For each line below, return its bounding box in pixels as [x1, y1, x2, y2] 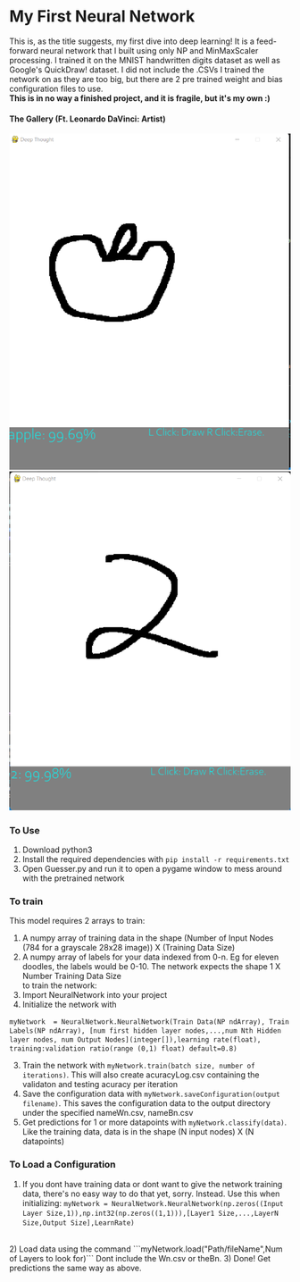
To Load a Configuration [9, 1159, 116, 1171]
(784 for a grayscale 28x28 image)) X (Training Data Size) [21, 943, 236, 953]
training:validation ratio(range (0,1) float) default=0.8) [9, 1044, 238, 1053]
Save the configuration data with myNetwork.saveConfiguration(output [21, 1088, 280, 1100]
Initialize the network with [21, 999, 118, 1010]
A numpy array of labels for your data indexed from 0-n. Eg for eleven [21, 951, 279, 962]
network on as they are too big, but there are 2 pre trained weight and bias [9, 73, 283, 84]
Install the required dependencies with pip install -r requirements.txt [21, 854, 290, 865]
